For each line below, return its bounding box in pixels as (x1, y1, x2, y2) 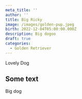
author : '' (5, 12, 29, 17)
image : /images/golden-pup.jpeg (5, 22, 74, 27)
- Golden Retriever (10, 46, 52, 51)
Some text (5, 75, 39, 84)
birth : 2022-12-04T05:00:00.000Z (5, 27, 77, 32)
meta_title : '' (5, 7, 38, 13)
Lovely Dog (5, 60, 30, 66)
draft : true (5, 36, 31, 42)
